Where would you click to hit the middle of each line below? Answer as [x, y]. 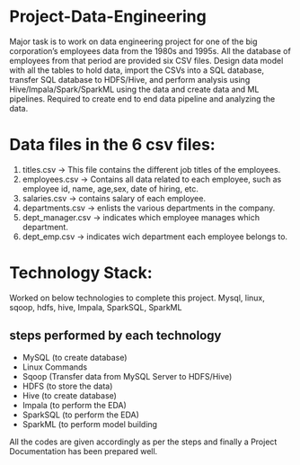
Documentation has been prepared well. [84, 451]
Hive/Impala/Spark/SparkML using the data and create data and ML [134, 89]
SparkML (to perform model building [90, 424]
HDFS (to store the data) [67, 386]
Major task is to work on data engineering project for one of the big [133, 41]
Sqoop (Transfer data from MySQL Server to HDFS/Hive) [127, 376]
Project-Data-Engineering [108, 17]
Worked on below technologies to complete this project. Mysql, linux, [137, 298]
